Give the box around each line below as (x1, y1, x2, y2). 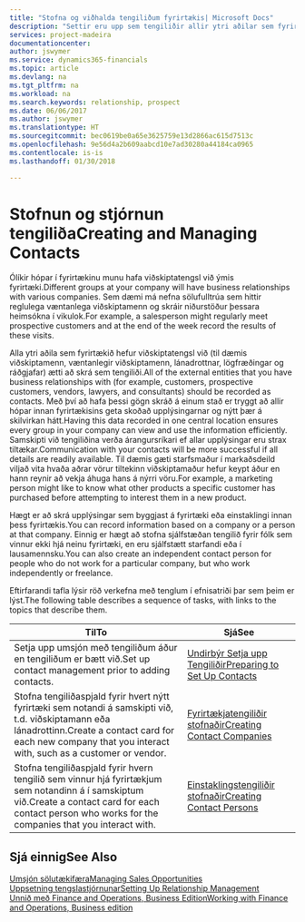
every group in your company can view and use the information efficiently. (9, 425, 288, 436)
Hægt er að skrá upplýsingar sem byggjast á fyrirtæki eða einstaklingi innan (9, 510, 292, 521)
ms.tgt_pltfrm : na (9, 81, 79, 90)
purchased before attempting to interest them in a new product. (9, 492, 247, 504)
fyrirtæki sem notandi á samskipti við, (14, 701, 174, 714)
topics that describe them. (9, 604, 108, 615)
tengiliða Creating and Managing (9, 223, 258, 243)
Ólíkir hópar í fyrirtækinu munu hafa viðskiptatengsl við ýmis (9, 272, 234, 283)
